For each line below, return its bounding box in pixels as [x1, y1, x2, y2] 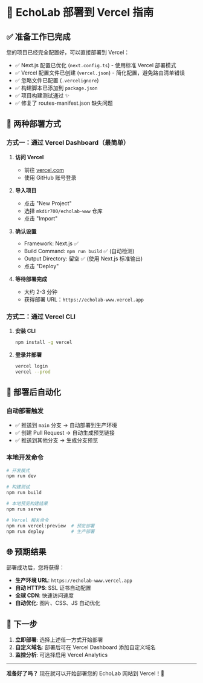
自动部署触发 [6, 406, 44, 415]
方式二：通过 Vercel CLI [6, 312, 76, 321]
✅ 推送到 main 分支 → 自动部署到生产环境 [14, 421, 118, 429]
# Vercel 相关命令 [6, 517, 49, 523]
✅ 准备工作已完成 [6, 31, 71, 42]
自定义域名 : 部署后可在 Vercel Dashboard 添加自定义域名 [14, 644, 156, 651]
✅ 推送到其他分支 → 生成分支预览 [14, 437, 98, 444]
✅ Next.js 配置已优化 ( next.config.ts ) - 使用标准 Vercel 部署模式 [14, 62, 176, 68]
